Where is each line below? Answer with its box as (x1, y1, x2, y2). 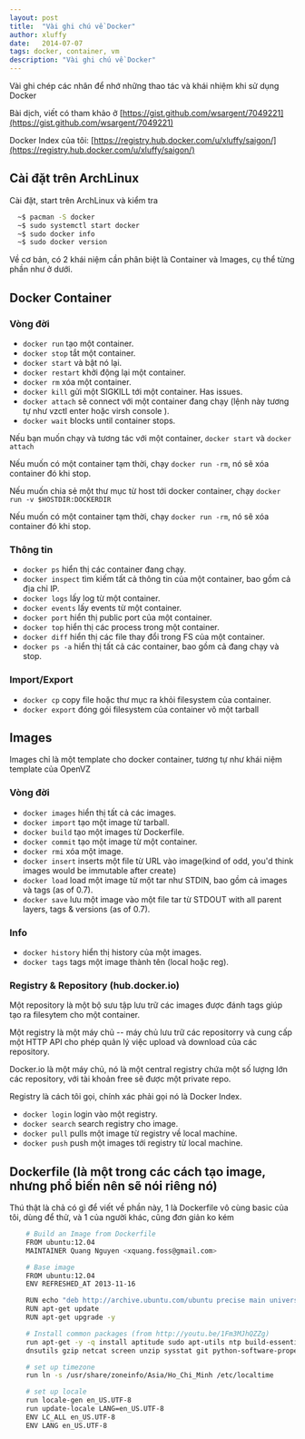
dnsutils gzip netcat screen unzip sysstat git (25, 1345, 209, 1355)
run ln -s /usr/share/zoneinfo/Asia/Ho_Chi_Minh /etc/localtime (25, 1371, 274, 1380)
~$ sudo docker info (17, 229, 95, 239)
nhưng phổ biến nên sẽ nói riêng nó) (9, 1178, 218, 1194)
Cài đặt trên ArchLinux (9, 171, 139, 186)
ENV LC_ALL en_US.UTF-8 (25, 1413, 116, 1422)
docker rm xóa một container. (22, 377, 132, 387)
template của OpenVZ (9, 764, 91, 774)
